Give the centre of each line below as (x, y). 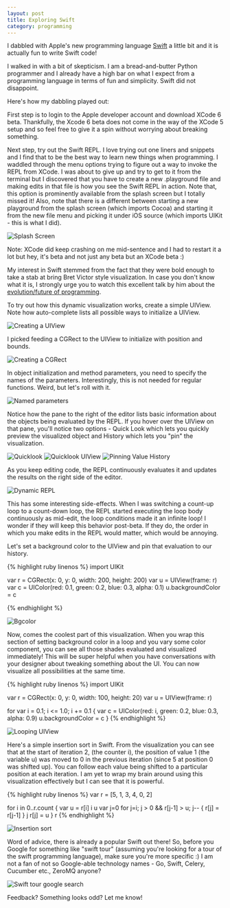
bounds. (19, 347)
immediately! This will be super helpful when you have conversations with (112, 657)
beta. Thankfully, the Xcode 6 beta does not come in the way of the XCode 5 (115, 122)
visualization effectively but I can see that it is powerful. (86, 781)
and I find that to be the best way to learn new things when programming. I (113, 157)
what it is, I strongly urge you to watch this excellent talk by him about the (111, 285)
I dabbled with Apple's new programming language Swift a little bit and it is (113, 46)
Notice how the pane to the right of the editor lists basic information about (112, 414)
